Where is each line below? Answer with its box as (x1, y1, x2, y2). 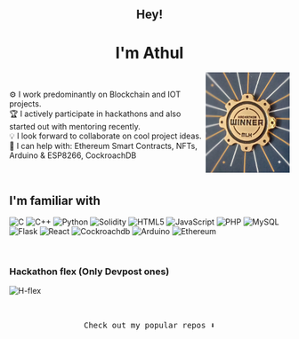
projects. (9, 99, 42, 109)
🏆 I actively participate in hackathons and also (9, 108, 182, 119)
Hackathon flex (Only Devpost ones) (9, 265, 170, 278)
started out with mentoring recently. (9, 122, 141, 132)
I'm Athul (115, 43, 184, 63)
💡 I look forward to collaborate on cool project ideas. (9, 130, 202, 141)
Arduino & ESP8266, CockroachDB (9, 150, 137, 161)
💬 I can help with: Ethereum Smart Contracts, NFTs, (9, 141, 198, 152)
